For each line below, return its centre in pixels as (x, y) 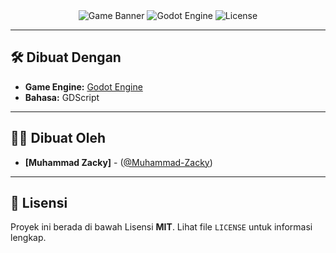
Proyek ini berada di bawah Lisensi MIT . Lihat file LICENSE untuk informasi (161, 227)
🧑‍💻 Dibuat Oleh (58, 138)
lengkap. (28, 238)
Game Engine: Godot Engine (83, 86)
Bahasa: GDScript (62, 97)
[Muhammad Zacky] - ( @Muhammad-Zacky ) (118, 162)
